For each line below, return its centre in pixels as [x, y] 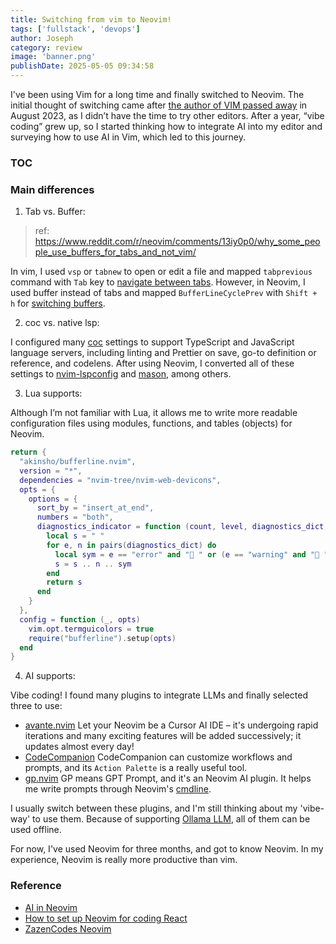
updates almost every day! [79, 747]
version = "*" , [51, 471]
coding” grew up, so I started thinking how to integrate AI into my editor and [166, 126]
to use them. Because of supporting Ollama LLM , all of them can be [171, 819]
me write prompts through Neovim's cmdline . [118, 789]
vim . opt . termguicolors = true [91, 629]
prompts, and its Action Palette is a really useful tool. [136, 768]
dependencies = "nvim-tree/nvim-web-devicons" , [120, 480]
